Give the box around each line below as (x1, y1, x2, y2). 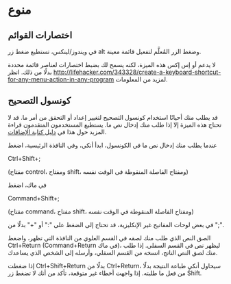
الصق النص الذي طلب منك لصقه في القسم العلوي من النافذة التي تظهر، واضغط (8, 233, 211, 242)
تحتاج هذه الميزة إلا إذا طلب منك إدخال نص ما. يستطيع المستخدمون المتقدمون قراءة (8, 120, 222, 129)
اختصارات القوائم (8, 29, 73, 41)
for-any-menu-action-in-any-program (8, 75, 114, 83)
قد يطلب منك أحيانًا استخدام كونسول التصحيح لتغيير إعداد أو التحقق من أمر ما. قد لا (8, 113, 218, 121)
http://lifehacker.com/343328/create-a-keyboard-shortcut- (53, 68, 221, 76)
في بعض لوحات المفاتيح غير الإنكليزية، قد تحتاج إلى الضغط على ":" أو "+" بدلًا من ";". (8, 220, 224, 229)
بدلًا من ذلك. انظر (8, 68, 52, 76)
